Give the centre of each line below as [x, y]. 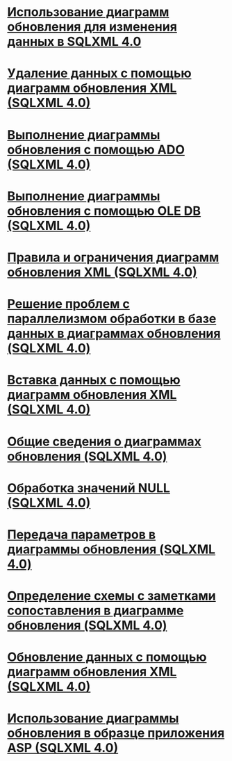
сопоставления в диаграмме [96, 611]
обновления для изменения [92, 27]
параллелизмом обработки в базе [112, 319]
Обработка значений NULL [89, 488]
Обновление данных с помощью [107, 657]
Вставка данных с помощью [94, 380]
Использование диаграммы [93, 718]
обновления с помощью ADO [96, 149]
